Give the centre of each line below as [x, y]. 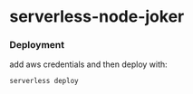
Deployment [37, 45]
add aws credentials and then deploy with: [88, 64]
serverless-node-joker [97, 17]
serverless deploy [44, 81]
